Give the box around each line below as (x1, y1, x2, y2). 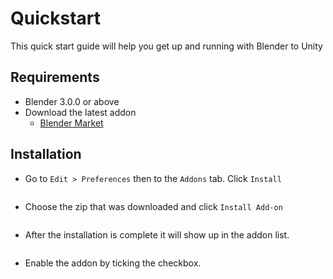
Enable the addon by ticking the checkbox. (24, 257, 202, 269)
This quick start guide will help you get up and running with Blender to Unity (10, 40, 323, 52)
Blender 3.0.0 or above (24, 95, 120, 107)
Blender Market (39, 117, 104, 129)
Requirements (10, 69, 100, 86)
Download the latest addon (24, 106, 137, 118)
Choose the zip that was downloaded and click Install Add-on (24, 200, 283, 212)
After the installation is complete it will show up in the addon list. (24, 228, 290, 241)
